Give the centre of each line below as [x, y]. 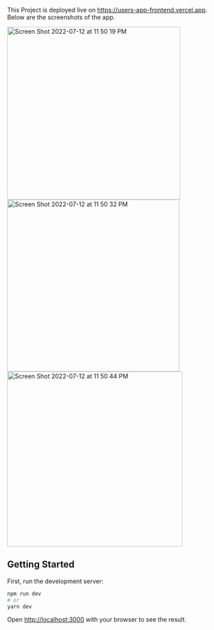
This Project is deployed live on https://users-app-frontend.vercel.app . [107, 10]
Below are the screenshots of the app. [61, 17]
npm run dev [24, 594]
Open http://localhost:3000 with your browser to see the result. [97, 620]
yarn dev [20, 607]
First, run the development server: [55, 581]
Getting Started [41, 564]
